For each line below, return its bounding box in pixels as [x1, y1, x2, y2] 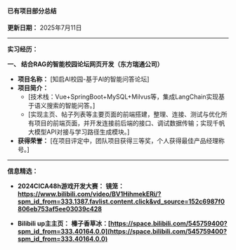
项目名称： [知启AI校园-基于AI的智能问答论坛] [17, 75, 150, 84]
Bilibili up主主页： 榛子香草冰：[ [17, 219, 111, 228]
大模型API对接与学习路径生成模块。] [27, 127, 130, 137]
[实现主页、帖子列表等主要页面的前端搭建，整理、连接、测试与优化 [27, 110, 221, 119]
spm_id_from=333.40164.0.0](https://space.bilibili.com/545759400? [17, 227, 227, 236]
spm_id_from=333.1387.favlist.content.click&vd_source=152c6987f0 [17, 197, 225, 206]
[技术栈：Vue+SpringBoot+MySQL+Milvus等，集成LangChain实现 [27, 92, 219, 101]
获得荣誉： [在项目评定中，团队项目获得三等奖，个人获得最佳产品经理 [17, 137, 219, 145]
